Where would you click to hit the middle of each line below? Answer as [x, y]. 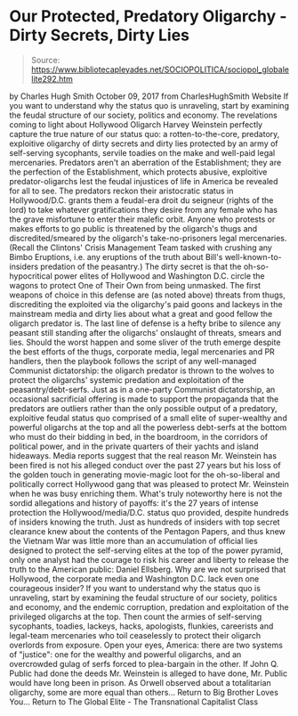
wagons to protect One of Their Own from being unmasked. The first [135, 285]
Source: [45, 60]
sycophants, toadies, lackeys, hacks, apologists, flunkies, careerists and [141, 626]
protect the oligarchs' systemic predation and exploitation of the [127, 379]
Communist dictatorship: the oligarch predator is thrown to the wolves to [142, 370]
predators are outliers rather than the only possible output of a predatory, [143, 408]
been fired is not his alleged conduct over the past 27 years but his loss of [145, 465]
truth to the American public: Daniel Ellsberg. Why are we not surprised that [148, 569]
